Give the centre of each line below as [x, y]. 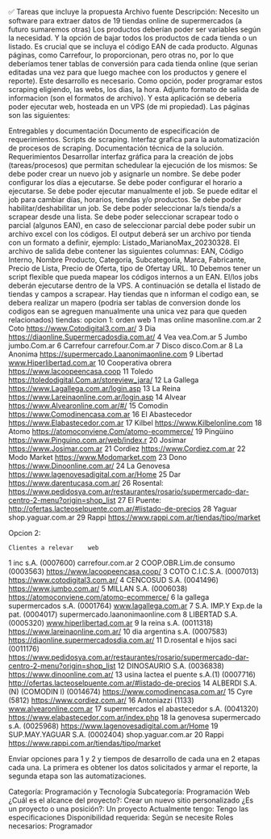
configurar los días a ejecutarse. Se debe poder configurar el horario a [125, 182]
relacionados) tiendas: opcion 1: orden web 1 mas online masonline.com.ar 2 [135, 320]
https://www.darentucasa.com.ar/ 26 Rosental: [86, 483]
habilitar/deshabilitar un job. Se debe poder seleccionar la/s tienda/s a [125, 208]
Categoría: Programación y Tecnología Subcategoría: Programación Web [129, 792]
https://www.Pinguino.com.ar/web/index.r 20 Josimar [98, 440]
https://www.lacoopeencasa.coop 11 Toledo [81, 371]
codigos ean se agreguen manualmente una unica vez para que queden [128, 311]
